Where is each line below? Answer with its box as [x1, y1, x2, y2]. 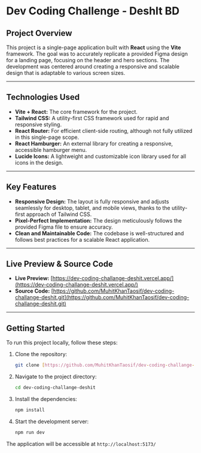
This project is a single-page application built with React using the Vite [6, 44, 181, 51]
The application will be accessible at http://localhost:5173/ [6, 440, 157, 447]
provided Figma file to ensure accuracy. [14, 223, 113, 230]
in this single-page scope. [14, 133, 80, 141]
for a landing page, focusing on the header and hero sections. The [6, 57, 170, 63]
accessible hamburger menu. [14, 146, 87, 153]
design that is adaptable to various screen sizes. [6, 69, 126, 76]
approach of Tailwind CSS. [26, 211, 92, 218]
